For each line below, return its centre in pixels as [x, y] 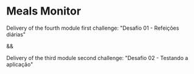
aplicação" [20, 64]
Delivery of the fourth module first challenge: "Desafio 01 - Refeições [93, 28]
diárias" [16, 34]
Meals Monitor [44, 11]
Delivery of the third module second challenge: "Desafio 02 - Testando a [97, 58]
